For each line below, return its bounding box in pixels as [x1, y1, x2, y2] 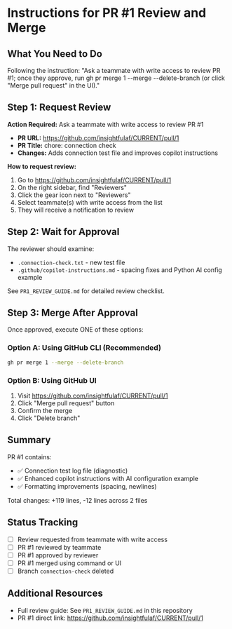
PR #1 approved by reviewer [17, 550, 99, 559]
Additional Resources [7, 588, 103, 600]
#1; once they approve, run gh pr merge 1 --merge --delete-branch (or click [7, 74, 226, 82]
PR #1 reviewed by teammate [17, 543, 102, 551]
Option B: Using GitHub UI [7, 375, 97, 385]
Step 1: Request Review [7, 102, 111, 114]
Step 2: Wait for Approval [7, 226, 120, 238]
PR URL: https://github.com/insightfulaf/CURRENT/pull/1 [17, 133, 179, 142]
